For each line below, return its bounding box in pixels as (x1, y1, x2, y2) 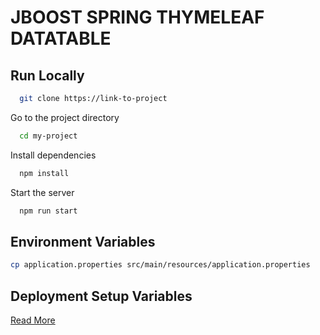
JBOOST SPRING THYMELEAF (10, 6, 265, 29)
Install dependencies (10, 149, 97, 161)
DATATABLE (10, 27, 112, 50)
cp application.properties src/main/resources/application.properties (10, 260, 311, 270)
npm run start (19, 206, 78, 216)
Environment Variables (10, 233, 156, 250)
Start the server (10, 186, 75, 198)
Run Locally (10, 67, 85, 84)
